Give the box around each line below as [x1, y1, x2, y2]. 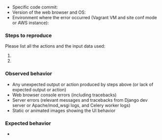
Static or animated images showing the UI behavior [12, 108, 116, 113]
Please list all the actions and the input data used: [5, 43, 106, 49]
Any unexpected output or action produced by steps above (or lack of [12, 81, 154, 87]
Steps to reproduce [5, 32, 52, 39]
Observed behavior [5, 70, 53, 77]
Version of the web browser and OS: [12, 9, 86, 15]
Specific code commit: [12, 4, 58, 10]
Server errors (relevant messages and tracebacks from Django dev [12, 97, 148, 103]
